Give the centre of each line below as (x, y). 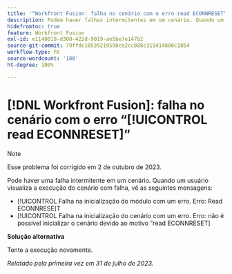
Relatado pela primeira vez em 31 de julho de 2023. (80, 263)
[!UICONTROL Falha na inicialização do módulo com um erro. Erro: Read (120, 201)
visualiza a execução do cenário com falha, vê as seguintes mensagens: (110, 188)
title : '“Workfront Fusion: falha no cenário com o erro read (98, 13)
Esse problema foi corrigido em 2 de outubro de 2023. (85, 167)
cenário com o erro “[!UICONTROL (107, 120)
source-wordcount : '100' (43, 59)
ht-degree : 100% (30, 65)
